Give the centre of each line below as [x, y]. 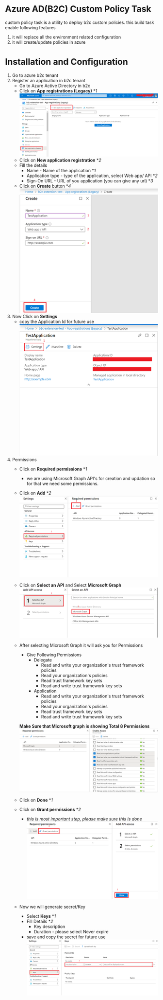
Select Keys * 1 [41, 916]
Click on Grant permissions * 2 [50, 810]
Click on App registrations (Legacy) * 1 [58, 90]
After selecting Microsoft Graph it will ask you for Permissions [81, 645]
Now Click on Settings [34, 316]
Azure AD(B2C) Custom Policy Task [78, 9]
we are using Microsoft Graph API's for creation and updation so [91, 478]
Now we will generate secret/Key [52, 907]
